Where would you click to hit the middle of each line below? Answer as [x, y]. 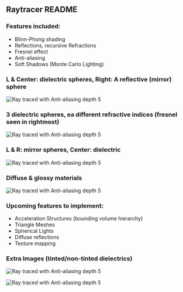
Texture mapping [35, 243]
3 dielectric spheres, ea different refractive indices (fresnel [92, 114]
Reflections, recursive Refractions [55, 45]
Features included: [33, 26]
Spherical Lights [34, 231]
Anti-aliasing [30, 57]
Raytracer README [42, 10]
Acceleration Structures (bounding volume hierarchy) [79, 219]
